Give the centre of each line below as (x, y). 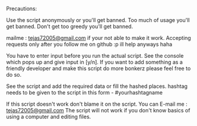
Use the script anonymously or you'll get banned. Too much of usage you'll (98, 20)
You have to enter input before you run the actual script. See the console (95, 56)
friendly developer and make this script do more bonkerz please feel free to (99, 68)
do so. (14, 75)
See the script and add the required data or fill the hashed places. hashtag (97, 86)
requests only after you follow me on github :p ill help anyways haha (89, 44)
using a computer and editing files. (49, 116)
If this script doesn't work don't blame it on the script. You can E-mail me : (97, 104)
